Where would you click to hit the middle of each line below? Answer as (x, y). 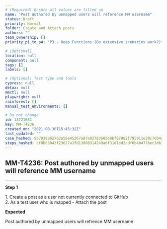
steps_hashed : (20, 143)
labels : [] (16, 70)
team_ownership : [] (25, 38)
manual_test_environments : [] (37, 106)
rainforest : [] (21, 102)
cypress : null (20, 83)
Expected (15, 212)
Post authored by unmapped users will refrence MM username (69, 222)
